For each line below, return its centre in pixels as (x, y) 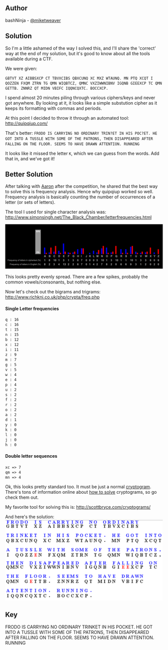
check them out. (22, 497)
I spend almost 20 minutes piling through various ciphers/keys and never (80, 98)
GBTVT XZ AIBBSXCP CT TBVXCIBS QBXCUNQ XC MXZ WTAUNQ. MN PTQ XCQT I (79, 78)
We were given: (21, 68)
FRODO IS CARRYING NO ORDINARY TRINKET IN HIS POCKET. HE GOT (79, 627)
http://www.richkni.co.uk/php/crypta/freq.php (52, 297)
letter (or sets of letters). (30, 202)
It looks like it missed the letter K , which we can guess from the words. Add (82, 153)
